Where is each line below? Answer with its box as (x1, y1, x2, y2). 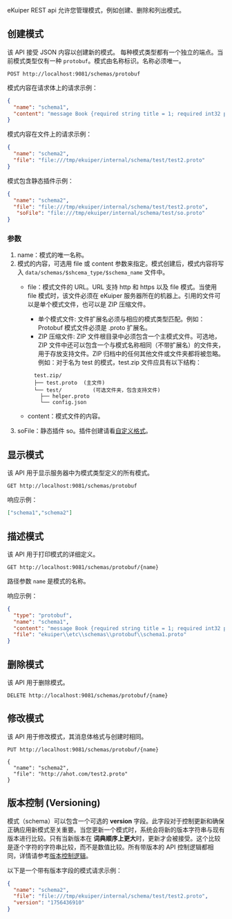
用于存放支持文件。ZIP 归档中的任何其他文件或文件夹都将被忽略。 (37, 349, 224, 358)
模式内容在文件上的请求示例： (7, 130, 92, 139)
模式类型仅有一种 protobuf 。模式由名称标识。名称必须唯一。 (12, 56, 185, 64)
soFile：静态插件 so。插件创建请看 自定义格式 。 (17, 427, 152, 435)
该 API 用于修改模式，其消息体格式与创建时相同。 (7, 732, 148, 740)
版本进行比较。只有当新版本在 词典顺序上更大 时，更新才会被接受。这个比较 (7, 834, 221, 842)
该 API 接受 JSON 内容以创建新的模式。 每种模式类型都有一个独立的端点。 (7, 48, 217, 56)
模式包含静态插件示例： (7, 176, 74, 185)
